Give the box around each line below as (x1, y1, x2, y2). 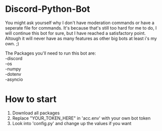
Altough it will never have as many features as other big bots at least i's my (5, 35, 157, 41)
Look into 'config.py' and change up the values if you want (12, 120, 131, 126)
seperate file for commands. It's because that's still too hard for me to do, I (5, 25, 157, 31)
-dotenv (5, 71, 21, 77)
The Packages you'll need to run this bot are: (5, 50, 96, 56)
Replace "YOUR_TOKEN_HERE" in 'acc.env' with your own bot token (12, 115, 151, 121)
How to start (5, 94, 57, 105)
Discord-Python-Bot (5, 3, 90, 15)
